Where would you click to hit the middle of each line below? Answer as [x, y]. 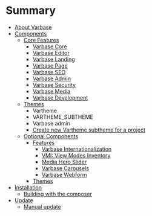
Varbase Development [60, 98]
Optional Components [51, 136]
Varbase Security [54, 84]
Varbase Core [50, 46]
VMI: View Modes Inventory [76, 155]
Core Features [41, 40]
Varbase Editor [51, 52]
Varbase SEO [49, 72]
